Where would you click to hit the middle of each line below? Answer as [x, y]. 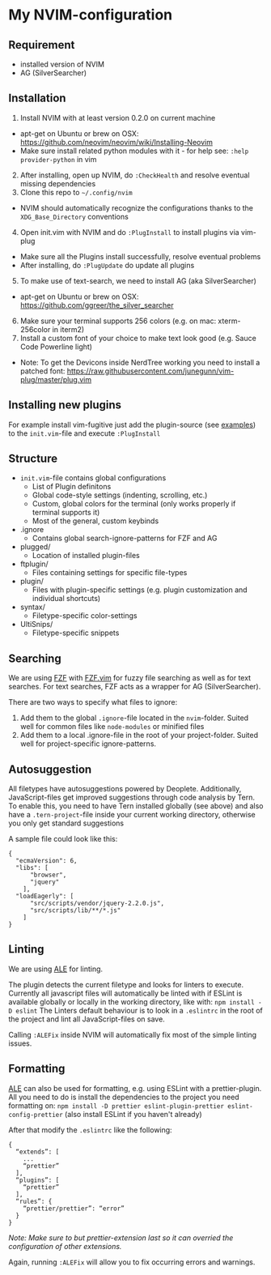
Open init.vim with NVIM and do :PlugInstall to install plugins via [130, 232]
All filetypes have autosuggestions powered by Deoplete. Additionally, [125, 789]
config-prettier [36, 1115]
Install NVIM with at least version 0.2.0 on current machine [118, 117]
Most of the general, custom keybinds [95, 521]
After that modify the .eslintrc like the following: [90, 1130]
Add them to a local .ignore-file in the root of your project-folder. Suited [139, 736]
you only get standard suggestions [66, 823]
